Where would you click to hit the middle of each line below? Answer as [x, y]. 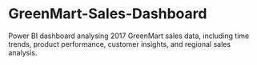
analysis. [23, 52]
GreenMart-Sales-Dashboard [108, 14]
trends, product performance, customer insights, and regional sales [119, 44]
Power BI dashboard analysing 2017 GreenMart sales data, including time [129, 36]
